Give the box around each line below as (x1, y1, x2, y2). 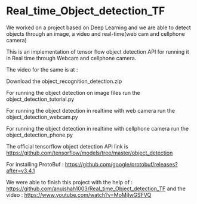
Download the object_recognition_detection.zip (6, 78, 122, 85)
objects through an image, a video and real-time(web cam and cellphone (6, 30, 185, 37)
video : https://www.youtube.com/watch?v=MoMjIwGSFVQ (6, 191, 152, 198)
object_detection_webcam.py (6, 113, 79, 120)
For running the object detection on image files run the (6, 89, 140, 96)
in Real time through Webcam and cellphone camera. (6, 54, 137, 61)
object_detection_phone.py (6, 131, 73, 138)
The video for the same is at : (6, 66, 78, 73)
